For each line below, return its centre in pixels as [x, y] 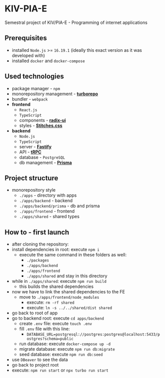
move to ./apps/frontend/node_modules [59, 297]
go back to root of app [35, 313]
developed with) [28, 55]
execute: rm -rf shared [51, 302]
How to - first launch [37, 232]
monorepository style [33, 190]
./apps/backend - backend [46, 201]
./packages [38, 260]
